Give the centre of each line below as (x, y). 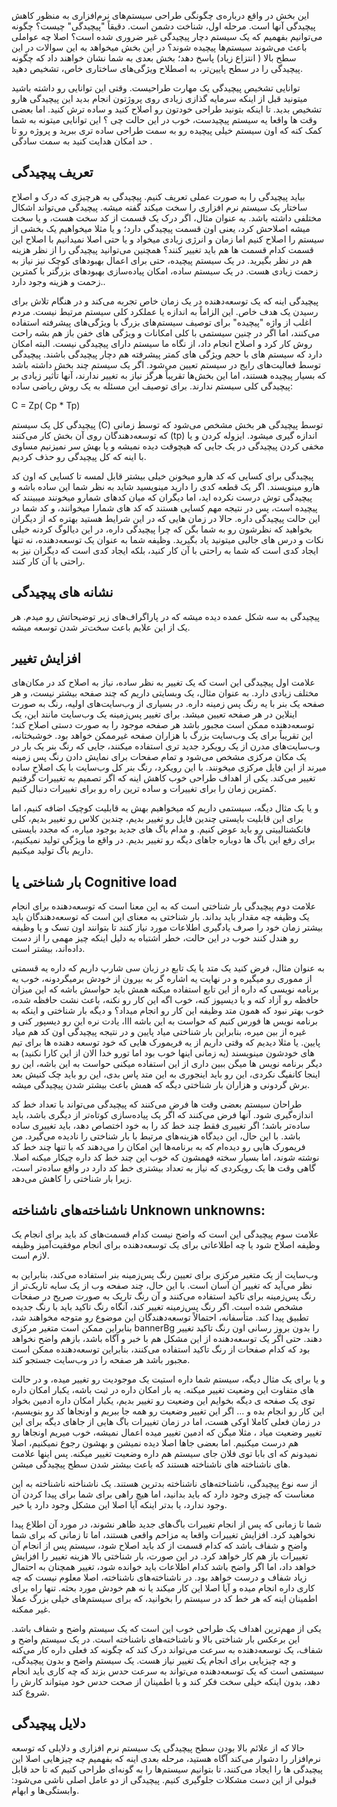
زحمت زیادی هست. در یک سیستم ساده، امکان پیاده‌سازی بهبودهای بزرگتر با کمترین (165, 271)
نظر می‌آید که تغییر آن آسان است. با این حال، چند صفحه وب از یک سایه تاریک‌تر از (162, 1286)
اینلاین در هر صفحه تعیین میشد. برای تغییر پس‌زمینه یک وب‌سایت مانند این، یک (154, 714)
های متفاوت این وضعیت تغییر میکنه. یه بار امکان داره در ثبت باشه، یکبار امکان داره (163, 1390)
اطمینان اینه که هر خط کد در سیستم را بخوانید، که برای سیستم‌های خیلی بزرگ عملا (164, 1599)
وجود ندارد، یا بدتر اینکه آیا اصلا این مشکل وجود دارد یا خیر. (119, 1505)
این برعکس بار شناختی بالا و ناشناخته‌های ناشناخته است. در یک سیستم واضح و (156, 1639)
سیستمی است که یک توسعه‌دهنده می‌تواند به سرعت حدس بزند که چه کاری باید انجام (167, 1671)
